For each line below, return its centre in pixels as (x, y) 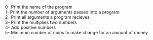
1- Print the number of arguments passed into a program (62, 12)
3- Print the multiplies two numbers (41, 22)
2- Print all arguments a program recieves (47, 17)
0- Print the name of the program (39, 7)
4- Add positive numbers (30, 27)
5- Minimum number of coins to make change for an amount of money (76, 33)
